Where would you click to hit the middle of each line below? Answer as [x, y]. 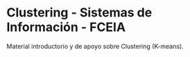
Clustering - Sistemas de [79, 13]
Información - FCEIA [66, 27]
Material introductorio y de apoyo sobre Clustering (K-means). [95, 46]
